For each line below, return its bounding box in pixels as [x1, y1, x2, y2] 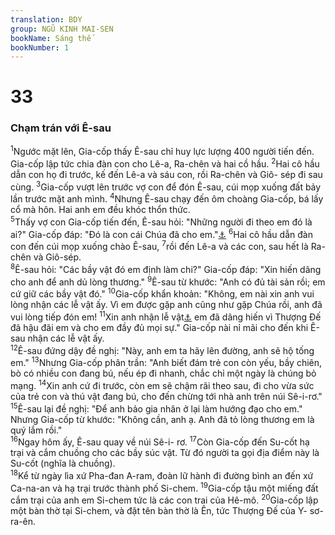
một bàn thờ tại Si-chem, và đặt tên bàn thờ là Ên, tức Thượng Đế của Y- [10, 505, 308, 517]
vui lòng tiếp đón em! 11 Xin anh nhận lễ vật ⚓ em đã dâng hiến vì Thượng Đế [10, 309, 322, 323]
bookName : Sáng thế [10, 33, 92, 43]
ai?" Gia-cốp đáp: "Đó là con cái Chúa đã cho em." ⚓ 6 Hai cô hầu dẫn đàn [10, 227, 313, 240]
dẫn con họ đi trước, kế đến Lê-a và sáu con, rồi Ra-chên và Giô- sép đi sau [10, 169, 323, 181]
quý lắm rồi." [10, 424, 63, 436]
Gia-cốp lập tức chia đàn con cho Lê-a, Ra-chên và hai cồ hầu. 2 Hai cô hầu [10, 156, 320, 170]
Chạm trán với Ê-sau [10, 121, 112, 135]
